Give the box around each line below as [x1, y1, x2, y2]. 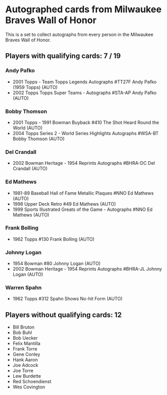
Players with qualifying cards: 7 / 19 [5, 52, 121, 60]
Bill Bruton [12, 324, 35, 331]
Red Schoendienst [12, 379, 52, 385]
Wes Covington [12, 384, 45, 390]
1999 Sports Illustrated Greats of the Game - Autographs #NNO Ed [12, 206, 153, 212]
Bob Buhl [12, 330, 32, 336]
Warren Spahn [5, 284, 42, 291]
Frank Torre [12, 346, 37, 352]
